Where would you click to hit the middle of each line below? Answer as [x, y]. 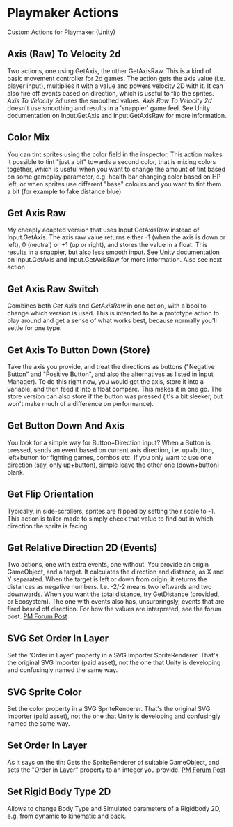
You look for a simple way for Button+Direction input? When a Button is [109, 442]
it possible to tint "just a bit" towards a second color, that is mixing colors [112, 161]
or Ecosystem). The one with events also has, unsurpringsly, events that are [116, 602]
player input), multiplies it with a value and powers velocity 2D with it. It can [115, 86]
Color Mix [29, 137]
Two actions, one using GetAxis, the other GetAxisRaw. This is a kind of [110, 70]
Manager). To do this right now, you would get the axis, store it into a [105, 381]
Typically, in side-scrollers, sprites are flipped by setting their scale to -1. [111, 511]
